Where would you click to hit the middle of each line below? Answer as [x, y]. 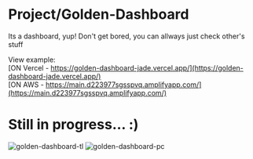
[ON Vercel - [29, 67]
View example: [32, 60]
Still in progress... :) [73, 125]
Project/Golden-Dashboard [99, 14]
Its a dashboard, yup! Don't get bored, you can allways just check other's [126, 36]
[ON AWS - [26, 85]
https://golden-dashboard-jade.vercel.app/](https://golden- [147, 67]
